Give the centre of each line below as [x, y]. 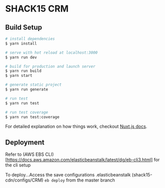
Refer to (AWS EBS [25, 154]
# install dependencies [30, 39]
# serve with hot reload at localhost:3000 [52, 53]
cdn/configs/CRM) [24, 180]
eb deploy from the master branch [80, 180]
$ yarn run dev [21, 57]
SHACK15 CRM [37, 9]
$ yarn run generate [27, 89]
